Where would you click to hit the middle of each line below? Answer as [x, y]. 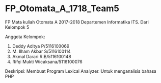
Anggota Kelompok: [25, 37]
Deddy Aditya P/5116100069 [41, 46]
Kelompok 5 [17, 27]
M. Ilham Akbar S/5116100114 [41, 51]
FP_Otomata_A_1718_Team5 [62, 9]
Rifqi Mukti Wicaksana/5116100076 [47, 62]
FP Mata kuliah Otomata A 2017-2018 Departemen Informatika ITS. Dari [77, 22]
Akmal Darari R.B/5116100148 [41, 56]
